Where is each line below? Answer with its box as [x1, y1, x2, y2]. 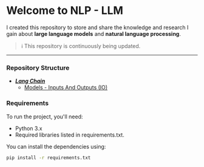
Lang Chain [15, 77, 46, 85]
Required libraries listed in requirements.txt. [15, 131, 124, 138]
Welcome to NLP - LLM [6, 4, 123, 18]
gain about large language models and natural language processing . [6, 30, 181, 37]
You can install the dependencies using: [6, 143, 106, 150]
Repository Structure [6, 63, 70, 72]
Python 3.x [15, 124, 42, 132]
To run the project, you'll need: [6, 113, 83, 120]
